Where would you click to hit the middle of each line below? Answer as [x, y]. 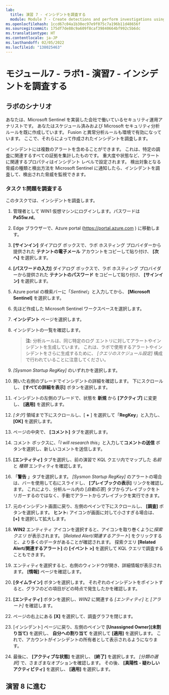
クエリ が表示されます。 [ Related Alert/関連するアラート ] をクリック [83, 535]
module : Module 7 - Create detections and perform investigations [81, 19]
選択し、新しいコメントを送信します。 [66, 449]
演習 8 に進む [26, 687]
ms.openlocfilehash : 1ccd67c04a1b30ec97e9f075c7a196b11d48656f [73, 24]
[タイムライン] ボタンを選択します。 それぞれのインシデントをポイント [86, 582]
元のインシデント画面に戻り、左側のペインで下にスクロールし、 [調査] [86, 506]
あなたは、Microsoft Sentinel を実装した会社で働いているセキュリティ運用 [82, 119]
